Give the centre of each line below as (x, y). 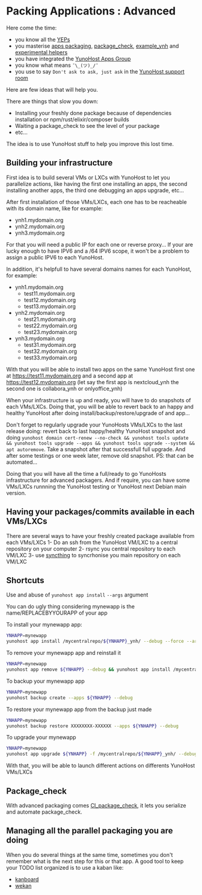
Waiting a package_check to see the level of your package (87, 125)
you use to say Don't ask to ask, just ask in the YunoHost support (99, 71)
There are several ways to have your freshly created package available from (100, 536)
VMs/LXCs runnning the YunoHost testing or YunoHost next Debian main (96, 486)
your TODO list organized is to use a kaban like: (65, 867)
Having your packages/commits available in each (100, 512)
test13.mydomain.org (50, 306)
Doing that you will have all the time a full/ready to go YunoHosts (86, 473)
